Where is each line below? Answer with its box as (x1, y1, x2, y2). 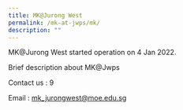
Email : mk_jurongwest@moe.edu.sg (8, 93, 127, 103)
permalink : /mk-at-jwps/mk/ (8, 19, 101, 27)
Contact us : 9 (8, 78, 54, 87)
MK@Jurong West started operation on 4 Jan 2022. (8, 48, 177, 57)
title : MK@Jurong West (8, 11, 83, 20)
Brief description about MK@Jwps (8, 63, 120, 72)
